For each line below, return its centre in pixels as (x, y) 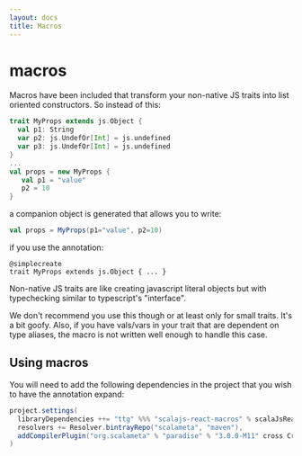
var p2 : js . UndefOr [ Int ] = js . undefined (94, 139)
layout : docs (34, 18)
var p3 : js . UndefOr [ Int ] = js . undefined (94, 147)
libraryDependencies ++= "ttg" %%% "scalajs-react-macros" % (134, 419)
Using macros (49, 363)
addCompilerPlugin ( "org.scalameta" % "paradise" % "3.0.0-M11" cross (150, 436)
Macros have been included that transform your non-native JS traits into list (149, 95)
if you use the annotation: (57, 247)
